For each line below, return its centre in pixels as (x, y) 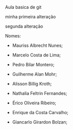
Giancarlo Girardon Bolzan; (40, 122)
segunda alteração (24, 26)
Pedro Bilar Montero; (33, 65)
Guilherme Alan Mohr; (35, 74)
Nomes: (13, 36)
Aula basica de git (23, 7)
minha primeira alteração (30, 17)
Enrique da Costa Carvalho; (40, 112)
